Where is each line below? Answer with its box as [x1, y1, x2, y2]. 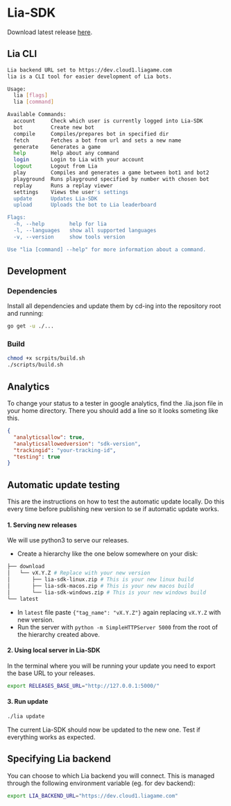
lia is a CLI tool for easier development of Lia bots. [7, 73, 172, 80]
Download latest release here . [7, 28, 92, 36]
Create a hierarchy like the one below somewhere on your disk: [17, 549, 198, 558]
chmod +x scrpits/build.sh [7, 355, 85, 362]
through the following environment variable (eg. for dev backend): [7, 779, 196, 787]
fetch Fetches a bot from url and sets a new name [13, 137, 182, 144]
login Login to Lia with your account [13, 156, 144, 163]
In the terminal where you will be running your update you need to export [7, 661, 216, 670]
